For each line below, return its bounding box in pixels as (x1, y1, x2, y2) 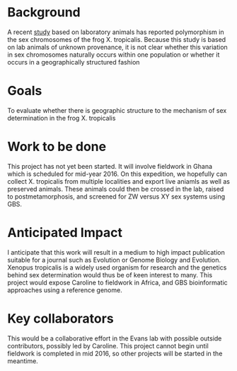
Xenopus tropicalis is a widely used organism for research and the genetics (7, 263, 227, 272)
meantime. (7, 356, 39, 365)
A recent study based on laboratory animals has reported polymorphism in (7, 28, 224, 36)
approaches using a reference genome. (7, 285, 122, 294)
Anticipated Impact (7, 225, 122, 240)
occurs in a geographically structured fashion (7, 57, 140, 66)
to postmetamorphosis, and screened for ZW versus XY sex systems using (7, 192, 226, 201)
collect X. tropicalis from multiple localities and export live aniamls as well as (7, 177, 230, 185)
